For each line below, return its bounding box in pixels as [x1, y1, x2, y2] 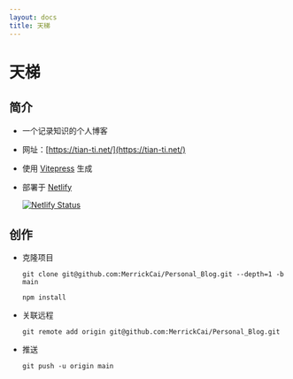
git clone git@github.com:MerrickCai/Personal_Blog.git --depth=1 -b [21, 270, 285, 279]
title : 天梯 [9, 21, 50, 30]
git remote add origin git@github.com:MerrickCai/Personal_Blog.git [21, 328, 281, 336]
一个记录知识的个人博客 [21, 125, 108, 135]
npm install [21, 293, 66, 302]
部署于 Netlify [21, 182, 73, 192]
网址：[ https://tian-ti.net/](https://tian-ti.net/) [21, 143, 186, 155]
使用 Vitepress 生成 [21, 163, 93, 174]
